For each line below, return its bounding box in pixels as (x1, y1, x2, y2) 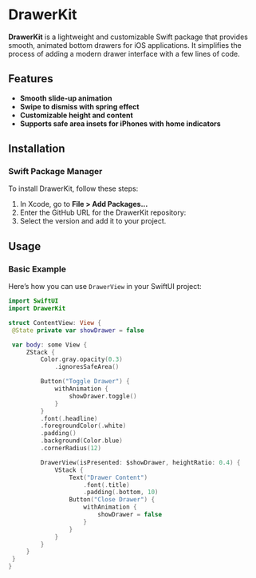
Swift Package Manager (8, 166, 103, 177)
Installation (8, 142, 65, 156)
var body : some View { (11, 341, 88, 349)
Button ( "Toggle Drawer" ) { (40, 378, 130, 386)
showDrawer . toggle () (69, 392, 137, 400)
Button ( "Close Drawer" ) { (69, 496, 156, 504)
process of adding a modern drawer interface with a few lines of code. (8, 49, 241, 58)
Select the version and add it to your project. (19, 216, 167, 226)
